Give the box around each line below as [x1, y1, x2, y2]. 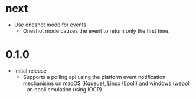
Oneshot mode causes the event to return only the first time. [22, 27, 170, 34]
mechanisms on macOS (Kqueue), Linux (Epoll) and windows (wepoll [22, 80, 191, 87]
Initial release [14, 67, 47, 74]
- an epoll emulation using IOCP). [22, 86, 104, 93]
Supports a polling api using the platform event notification [22, 73, 166, 80]
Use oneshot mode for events [14, 21, 87, 28]
